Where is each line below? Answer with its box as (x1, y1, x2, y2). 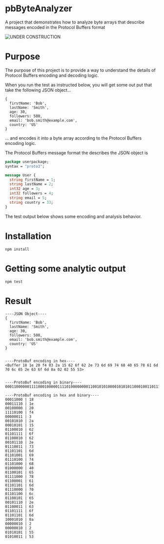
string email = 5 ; (9, 195, 47, 200)
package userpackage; (5, 159, 49, 164)
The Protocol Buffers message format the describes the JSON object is (5, 150, 148, 156)
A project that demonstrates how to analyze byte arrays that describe (5, 19, 145, 25)
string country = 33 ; (9, 200, 54, 205)
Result (5, 295, 32, 307)
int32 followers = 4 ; (9, 191, 54, 196)
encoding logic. (5, 140, 37, 146)
